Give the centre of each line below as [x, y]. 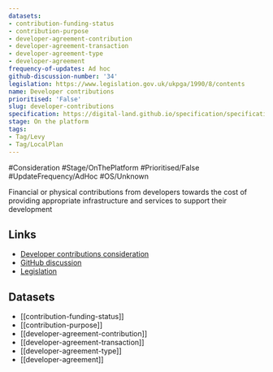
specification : [34, 115]
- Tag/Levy [27, 136]
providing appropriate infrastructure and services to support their [118, 201]
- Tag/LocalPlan [36, 144]
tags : [17, 129]
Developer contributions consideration [84, 254]
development [30, 209]
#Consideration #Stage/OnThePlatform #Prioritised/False [104, 167]
